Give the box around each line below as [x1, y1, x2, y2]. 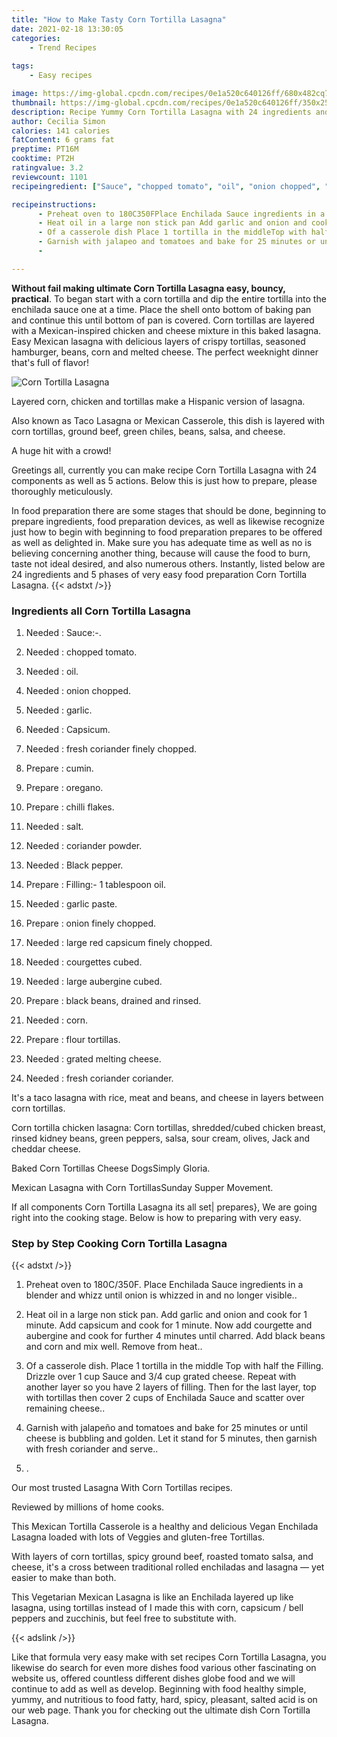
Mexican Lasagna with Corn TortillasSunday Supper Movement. [11, 1182, 274, 1194]
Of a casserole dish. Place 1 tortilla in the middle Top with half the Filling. [25, 1360, 324, 1372]
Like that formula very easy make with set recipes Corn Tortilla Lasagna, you [11, 1651, 327, 1663]
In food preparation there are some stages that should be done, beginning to [11, 504, 327, 516]
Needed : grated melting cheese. [25, 1053, 162, 1065]
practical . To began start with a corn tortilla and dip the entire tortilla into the [11, 292, 327, 305]
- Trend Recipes [29, 42, 98, 53]
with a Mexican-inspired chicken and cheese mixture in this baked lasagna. [11, 324, 322, 336]
